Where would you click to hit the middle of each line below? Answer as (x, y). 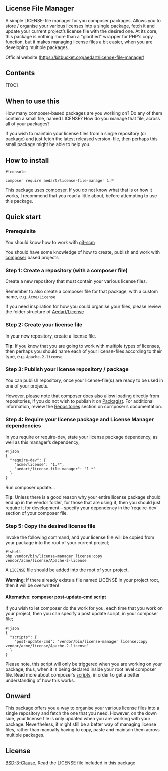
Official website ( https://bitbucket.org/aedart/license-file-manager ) (75, 57)
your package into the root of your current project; (58, 543)
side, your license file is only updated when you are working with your (78, 719)
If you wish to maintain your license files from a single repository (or (76, 134)
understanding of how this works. (40, 680)
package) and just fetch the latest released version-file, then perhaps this (81, 139)
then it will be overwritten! (32, 585)
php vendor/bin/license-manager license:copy (54, 556)
